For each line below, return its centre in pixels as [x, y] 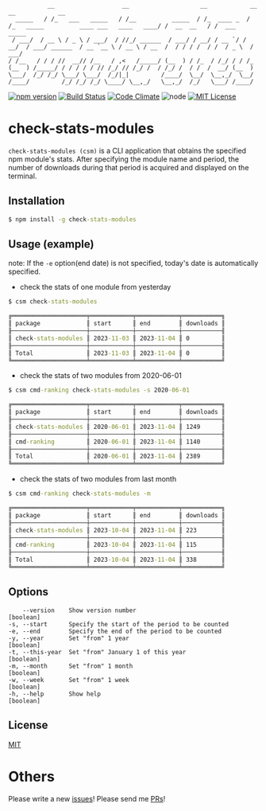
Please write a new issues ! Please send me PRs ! [87, 798]
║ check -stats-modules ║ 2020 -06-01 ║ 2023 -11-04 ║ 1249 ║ [117, 427]
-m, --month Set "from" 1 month [71, 666]
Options [29, 592]
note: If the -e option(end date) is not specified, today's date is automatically [133, 263]
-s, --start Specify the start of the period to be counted [118, 624]
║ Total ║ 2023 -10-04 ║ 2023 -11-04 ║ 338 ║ [117, 560]
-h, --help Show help [55, 694]
